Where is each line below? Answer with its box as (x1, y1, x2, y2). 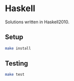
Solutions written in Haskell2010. (5, 19, 70, 25)
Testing (5, 59, 28, 68)
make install (5, 46, 31, 51)
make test (5, 72, 25, 77)
